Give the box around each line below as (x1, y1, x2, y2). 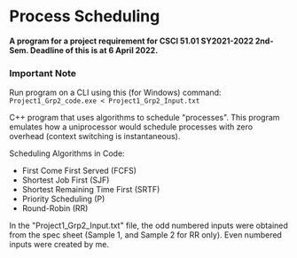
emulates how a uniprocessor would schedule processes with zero (9, 121, 254, 132)
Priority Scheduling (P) (21, 193, 106, 205)
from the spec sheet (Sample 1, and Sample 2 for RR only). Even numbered (9, 230, 282, 240)
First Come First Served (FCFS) (21, 166, 137, 176)
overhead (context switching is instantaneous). (9, 131, 181, 142)
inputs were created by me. (9, 239, 109, 250)
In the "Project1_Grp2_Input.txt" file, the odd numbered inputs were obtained (9, 220, 288, 231)
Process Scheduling (9, 6, 160, 27)
